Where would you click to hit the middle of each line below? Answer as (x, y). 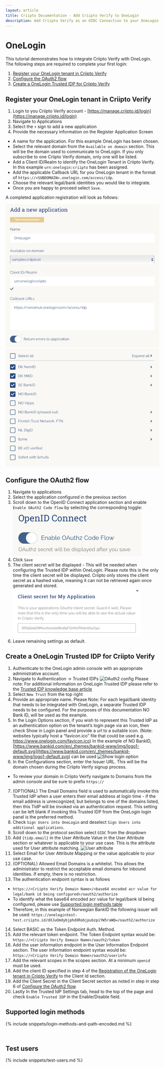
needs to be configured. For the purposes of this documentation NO (81, 710)
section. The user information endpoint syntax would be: (69, 950)
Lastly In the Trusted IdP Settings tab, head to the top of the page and (83, 991)
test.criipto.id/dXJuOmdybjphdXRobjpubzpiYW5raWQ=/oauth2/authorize (84, 920)
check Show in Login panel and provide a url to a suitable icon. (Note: (82, 731)
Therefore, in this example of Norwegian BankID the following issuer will (85, 909)
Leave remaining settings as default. (49, 641)
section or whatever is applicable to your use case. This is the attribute (84, 843)
